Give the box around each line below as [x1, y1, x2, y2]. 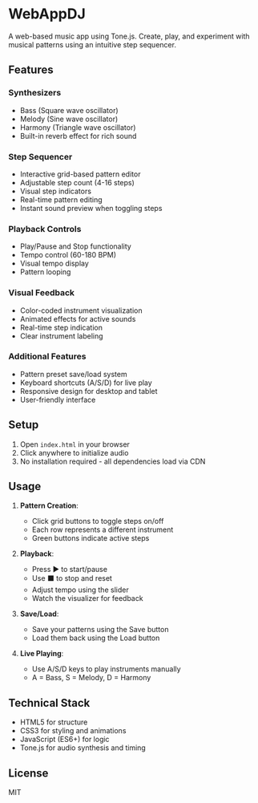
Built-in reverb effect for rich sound [19, 131, 137, 140]
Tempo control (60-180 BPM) [19, 250, 117, 260]
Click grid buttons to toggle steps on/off [31, 517, 164, 526]
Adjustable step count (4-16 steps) [19, 177, 135, 187]
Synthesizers [8, 87, 62, 99]
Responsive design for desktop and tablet [19, 386, 158, 395]
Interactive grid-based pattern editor [19, 169, 141, 179]
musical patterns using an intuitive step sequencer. [8, 39, 176, 49]
